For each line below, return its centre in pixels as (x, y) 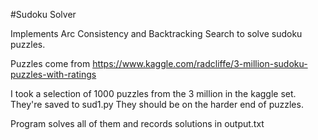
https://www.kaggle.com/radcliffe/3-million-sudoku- (200, 63)
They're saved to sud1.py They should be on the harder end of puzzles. (157, 104)
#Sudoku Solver (43, 14)
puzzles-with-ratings (53, 74)
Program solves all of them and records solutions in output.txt (137, 123)
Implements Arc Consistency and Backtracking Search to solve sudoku (156, 33)
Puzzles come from (50, 63)
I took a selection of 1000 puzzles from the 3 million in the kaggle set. (153, 93)
